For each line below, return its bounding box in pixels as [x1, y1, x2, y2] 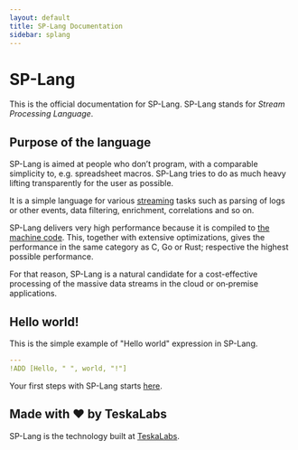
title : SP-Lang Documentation [9, 22, 124, 31]
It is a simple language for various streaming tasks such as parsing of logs [9, 195, 286, 206]
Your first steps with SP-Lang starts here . [9, 380, 163, 391]
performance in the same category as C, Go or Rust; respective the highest [9, 241, 289, 253]
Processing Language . [9, 108, 94, 119]
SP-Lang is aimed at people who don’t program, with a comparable [9, 159, 259, 170]
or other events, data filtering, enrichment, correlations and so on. [9, 205, 255, 216]
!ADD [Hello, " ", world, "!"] [9, 363, 127, 373]
